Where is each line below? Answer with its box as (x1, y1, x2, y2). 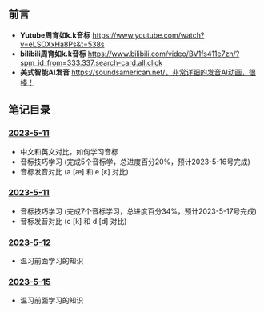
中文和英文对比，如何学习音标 (19, 146, 118, 156)
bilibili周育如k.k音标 (19, 49, 86, 58)
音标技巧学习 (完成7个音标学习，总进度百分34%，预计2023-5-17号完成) (19, 206, 258, 216)
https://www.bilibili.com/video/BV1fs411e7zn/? (87, 49, 240, 58)
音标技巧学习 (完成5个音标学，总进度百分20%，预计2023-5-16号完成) (19, 157, 250, 166)
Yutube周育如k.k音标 (19, 30, 91, 40)
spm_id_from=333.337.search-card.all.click (19, 58, 163, 67)
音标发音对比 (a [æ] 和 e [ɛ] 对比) (19, 166, 130, 176)
